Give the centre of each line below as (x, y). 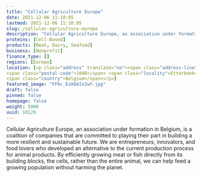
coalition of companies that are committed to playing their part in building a (99, 136)
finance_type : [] (28, 56)
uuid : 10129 (21, 112)
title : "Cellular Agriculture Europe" (55, 12)
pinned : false (24, 95)
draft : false (23, 90)
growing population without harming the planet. (65, 167)
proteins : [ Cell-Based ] (36, 40)
